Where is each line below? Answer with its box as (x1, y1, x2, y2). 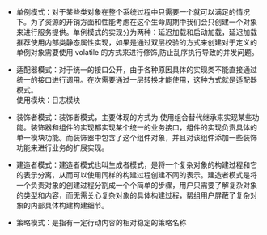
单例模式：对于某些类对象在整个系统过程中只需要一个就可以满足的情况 (15, 7, 251, 16)
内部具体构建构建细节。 (30, 201, 109, 210)
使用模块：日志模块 (15, 96, 81, 105)
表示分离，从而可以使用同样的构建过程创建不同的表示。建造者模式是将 (23, 170, 257, 180)
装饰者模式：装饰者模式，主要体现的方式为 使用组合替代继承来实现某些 (15, 113, 252, 122)
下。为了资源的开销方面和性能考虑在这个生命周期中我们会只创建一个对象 (15, 17, 257, 27)
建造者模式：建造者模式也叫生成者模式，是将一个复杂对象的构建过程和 (15, 160, 251, 169)
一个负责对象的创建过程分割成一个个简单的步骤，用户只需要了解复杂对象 (15, 181, 257, 190)
